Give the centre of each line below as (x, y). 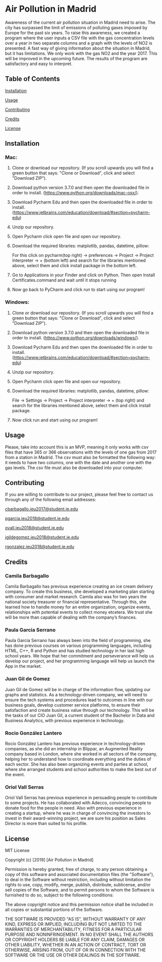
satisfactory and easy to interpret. (39, 64)
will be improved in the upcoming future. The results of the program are (76, 58)
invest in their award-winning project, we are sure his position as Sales (75, 818)
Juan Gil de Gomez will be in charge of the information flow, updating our (78, 689)
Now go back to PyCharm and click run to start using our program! (78, 289)
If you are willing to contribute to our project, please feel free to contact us (79, 494)
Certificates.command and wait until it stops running (64, 280)
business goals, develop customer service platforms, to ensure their (73, 705)
